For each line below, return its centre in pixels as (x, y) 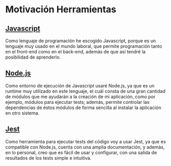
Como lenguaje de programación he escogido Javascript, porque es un (81, 41)
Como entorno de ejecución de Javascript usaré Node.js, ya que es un (80, 85)
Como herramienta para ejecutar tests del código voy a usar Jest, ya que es (85, 141)
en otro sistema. (22, 113)
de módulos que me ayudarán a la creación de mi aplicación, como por (80, 97)
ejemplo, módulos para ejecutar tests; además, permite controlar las (78, 102)
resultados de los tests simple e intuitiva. (48, 158)
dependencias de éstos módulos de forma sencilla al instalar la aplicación (83, 107)
